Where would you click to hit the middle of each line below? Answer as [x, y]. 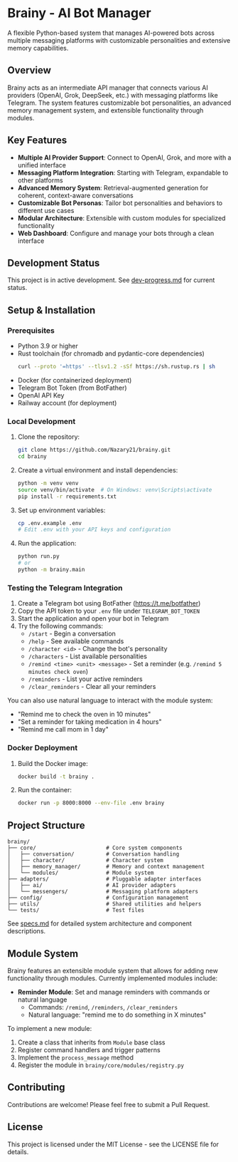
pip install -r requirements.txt [67, 497]
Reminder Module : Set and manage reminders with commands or [114, 992]
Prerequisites [31, 331]
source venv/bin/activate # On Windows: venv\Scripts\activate [115, 489]
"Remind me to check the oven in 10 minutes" [84, 715]
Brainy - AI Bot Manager [79, 13]
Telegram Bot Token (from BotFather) [72, 388]
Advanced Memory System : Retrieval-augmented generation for [113, 187]
